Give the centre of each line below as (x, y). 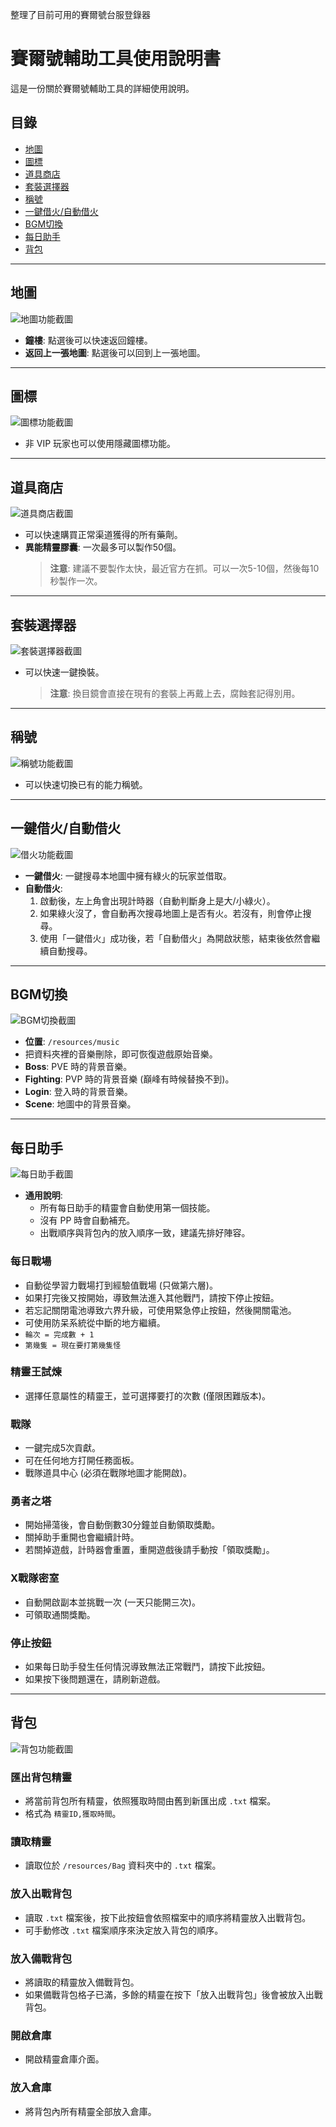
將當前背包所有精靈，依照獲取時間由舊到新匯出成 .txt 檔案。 (150, 1801)
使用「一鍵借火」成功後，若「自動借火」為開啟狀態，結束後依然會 (175, 938)
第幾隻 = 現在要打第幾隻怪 (73, 1345)
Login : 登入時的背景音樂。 (78, 1092)
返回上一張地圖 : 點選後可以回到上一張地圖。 (115, 352)
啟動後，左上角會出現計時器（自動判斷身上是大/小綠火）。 (157, 900)
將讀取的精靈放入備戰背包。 (82, 1982)
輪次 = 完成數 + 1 (59, 1334)
